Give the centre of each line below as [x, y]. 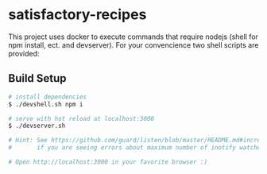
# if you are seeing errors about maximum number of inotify [122, 148]
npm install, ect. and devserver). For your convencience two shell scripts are [133, 44]
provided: [24, 53]
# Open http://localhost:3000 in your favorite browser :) [108, 162]
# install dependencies [48, 97]
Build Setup [37, 78]
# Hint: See [28, 141]
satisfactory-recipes [77, 15]
